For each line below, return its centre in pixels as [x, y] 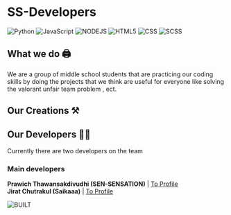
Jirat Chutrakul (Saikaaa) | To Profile [60, 191]
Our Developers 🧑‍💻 [49, 134]
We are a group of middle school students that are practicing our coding [110, 74]
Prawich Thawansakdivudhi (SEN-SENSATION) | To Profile [93, 184]
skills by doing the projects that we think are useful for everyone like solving [115, 81]
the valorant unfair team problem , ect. [62, 89]
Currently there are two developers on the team [75, 150]
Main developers [36, 169]
